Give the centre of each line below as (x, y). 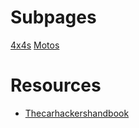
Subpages (53, 17)
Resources (56, 85)
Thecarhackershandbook (77, 113)
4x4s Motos (35, 45)
